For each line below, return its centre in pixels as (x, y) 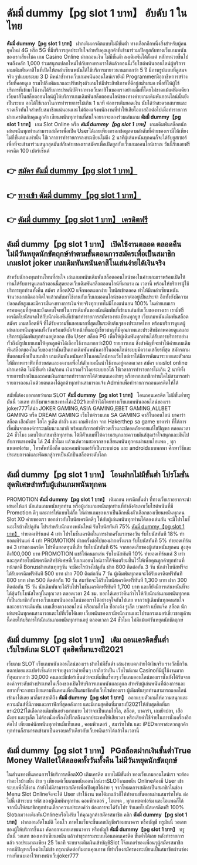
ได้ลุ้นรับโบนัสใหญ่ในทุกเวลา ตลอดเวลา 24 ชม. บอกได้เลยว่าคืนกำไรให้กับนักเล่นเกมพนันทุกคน (98, 593)
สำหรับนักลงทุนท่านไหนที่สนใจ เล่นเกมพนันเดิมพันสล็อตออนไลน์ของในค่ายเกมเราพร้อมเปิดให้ (96, 277)
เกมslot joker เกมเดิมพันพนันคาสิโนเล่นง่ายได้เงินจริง (86, 263)
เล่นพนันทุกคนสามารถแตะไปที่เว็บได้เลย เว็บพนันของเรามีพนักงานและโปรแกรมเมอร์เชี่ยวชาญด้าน (99, 613)
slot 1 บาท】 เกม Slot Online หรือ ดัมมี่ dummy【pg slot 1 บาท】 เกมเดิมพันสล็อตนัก (97, 124)
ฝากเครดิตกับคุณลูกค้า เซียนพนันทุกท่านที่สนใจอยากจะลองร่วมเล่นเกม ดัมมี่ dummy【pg (94, 117)
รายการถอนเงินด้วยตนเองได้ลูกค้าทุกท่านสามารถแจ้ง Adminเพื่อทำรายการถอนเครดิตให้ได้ (93, 382)
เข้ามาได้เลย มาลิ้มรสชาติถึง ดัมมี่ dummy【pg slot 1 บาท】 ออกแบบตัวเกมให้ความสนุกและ (97, 697)
